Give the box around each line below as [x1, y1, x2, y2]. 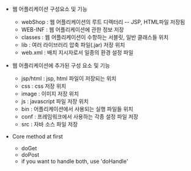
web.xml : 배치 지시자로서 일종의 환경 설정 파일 [21, 49, 134, 56]
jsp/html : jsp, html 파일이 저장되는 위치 [21, 75, 117, 82]
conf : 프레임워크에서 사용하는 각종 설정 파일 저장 [21, 113, 139, 120]
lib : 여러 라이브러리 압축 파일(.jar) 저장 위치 [21, 42, 125, 48]
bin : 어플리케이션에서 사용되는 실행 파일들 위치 [21, 106, 134, 112]
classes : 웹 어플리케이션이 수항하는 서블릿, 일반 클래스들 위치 [21, 34, 169, 41]
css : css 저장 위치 [21, 82, 67, 90]
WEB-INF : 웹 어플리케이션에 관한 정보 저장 [21, 26, 124, 33]
